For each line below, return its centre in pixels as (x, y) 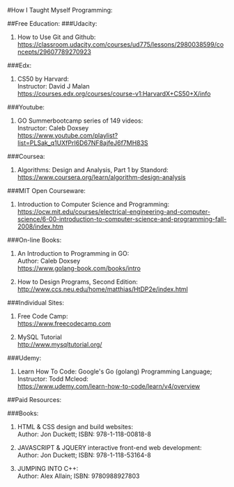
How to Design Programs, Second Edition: (77, 282)
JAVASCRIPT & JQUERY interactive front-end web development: (109, 448)
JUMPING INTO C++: (48, 469)
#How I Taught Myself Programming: (60, 10)
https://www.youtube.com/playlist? (68, 136)
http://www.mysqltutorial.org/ (60, 345)
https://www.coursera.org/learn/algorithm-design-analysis (101, 177)
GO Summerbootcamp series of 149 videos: (80, 121)
